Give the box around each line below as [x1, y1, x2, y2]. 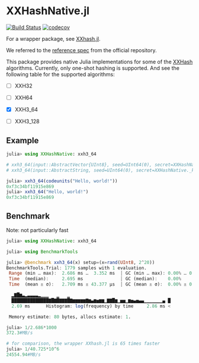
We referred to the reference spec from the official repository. [6, 46, 157, 54]
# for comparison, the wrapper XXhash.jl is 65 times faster [6, 340, 161, 347]
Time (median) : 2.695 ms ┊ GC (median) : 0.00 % [8, 276, 182, 282]
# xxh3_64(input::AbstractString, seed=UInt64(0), [6, 167, 134, 173]
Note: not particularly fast [6, 226, 69, 233]
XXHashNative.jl [6, 4, 90, 18]
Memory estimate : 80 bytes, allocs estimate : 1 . [8, 314, 131, 320]
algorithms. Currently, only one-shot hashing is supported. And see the [6, 64, 179, 72]
